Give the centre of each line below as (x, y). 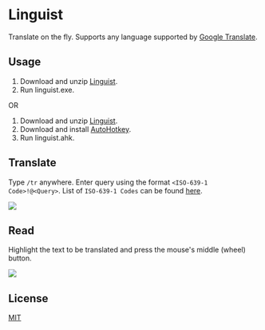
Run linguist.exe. (47, 89)
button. (20, 258)
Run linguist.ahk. (47, 137)
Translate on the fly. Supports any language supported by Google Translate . (133, 37)
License (28, 298)
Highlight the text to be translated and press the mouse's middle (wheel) (127, 250)
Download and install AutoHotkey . (75, 129)
